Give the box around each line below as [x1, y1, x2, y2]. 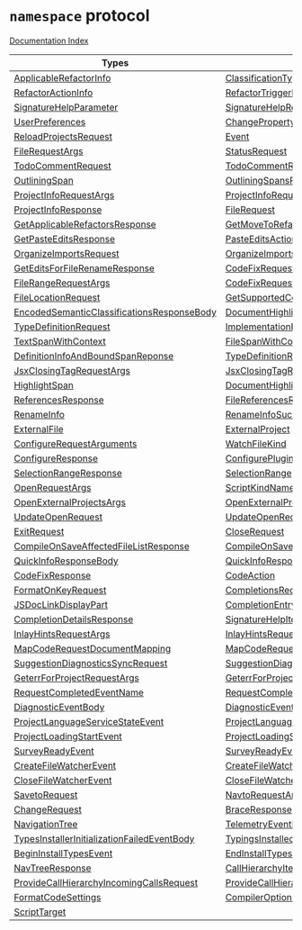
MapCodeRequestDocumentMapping [13, 642, 172, 655]
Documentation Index [9, 35, 89, 46]
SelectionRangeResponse [13, 466, 123, 479]
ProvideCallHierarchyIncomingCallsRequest [13, 876, 199, 889]
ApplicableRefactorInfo [13, 71, 111, 84]
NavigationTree [13, 817, 78, 830]
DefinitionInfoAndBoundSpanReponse [13, 349, 174, 362]
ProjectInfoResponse [13, 203, 102, 216]
